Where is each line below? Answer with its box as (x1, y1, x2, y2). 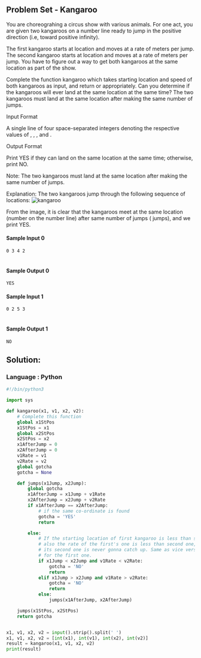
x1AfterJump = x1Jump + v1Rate (28, 491, 106, 497)
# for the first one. (38, 552, 93, 558)
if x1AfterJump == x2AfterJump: (28, 503, 109, 509)
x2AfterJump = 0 (17, 447, 58, 453)
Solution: (6, 355, 41, 365)
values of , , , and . (6, 131, 52, 138)
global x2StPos (17, 430, 55, 437)
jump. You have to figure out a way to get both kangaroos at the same (6, 58, 178, 65)
